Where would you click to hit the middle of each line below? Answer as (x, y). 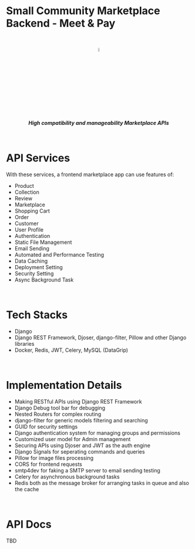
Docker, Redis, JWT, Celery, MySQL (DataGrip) (71, 350)
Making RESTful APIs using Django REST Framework (78, 401)
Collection (27, 192)
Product (24, 186)
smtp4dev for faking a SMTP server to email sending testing (87, 470)
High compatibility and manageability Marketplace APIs (99, 123)
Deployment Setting (38, 267)
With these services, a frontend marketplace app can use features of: (90, 174)
